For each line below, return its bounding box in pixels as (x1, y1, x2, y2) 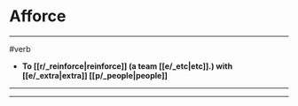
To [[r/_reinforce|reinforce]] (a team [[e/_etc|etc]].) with (21, 60, 233, 72)
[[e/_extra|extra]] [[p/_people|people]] (21, 70, 169, 80)
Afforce (9, 6, 67, 26)
